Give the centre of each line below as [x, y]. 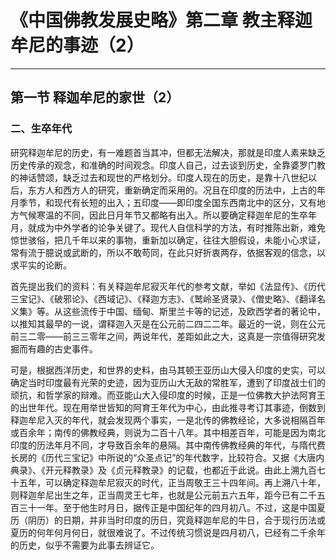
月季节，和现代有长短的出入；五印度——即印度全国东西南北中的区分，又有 [163, 202]
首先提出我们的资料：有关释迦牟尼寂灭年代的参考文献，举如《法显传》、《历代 [168, 286]
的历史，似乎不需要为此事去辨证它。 [85, 545]
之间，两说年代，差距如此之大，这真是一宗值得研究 [211, 336]
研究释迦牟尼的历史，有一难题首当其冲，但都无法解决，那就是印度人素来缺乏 [168, 152]
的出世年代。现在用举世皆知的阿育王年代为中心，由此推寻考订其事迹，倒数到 [168, 407]
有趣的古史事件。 [62, 348]
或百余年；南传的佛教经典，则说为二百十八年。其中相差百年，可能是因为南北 [168, 432]
